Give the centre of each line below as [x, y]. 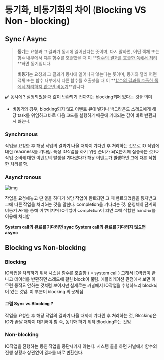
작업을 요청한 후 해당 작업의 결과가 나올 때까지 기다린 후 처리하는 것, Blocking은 [81, 316]
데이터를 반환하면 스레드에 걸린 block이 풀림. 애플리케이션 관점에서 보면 [82, 279]
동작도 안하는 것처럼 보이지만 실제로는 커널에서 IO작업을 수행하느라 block [84, 285]
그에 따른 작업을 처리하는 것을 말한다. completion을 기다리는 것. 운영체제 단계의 [81, 204]
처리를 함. [19, 164]
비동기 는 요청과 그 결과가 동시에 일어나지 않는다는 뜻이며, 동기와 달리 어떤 [87, 74]
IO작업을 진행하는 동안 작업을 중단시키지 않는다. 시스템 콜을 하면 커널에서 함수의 [81, 346]
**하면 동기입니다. [34, 64]
